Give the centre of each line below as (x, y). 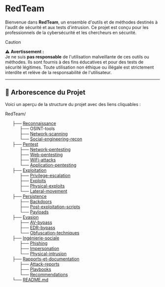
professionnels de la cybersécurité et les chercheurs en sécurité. (71, 32)
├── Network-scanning (43, 133)
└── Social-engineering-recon (51, 139)
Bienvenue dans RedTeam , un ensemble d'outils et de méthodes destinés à (82, 22)
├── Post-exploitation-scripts (50, 207)
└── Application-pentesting (48, 165)
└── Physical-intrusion (43, 254)
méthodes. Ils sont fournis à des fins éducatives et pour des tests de (74, 62)
